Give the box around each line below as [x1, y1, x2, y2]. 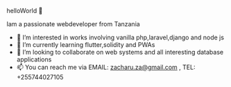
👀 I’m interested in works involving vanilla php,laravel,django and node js [16, 33, 225, 41]
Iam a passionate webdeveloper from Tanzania [6, 20, 140, 28]
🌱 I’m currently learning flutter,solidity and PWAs [16, 41, 155, 48]
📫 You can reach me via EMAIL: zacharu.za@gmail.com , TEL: [16, 63, 196, 71]
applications [16, 55, 52, 64]
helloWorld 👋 [6, 7, 43, 14]
